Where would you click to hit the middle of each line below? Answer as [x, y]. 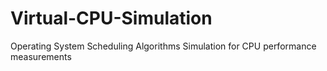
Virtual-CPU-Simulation [111, 18]
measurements [41, 56]
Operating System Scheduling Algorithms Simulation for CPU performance [163, 46]
